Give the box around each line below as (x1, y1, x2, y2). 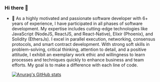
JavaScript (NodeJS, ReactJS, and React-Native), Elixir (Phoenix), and (11, 31, 154, 37)
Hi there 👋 (4, 4, 29, 11)
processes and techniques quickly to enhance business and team (11, 57, 144, 63)
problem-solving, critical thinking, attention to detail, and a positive (11, 46, 147, 53)
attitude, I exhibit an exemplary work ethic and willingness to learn (11, 52, 145, 58)
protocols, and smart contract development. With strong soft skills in (11, 41, 150, 47)
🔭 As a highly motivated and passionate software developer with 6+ (11, 16, 148, 21)
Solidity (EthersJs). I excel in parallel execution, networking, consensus (11, 36, 156, 42)
